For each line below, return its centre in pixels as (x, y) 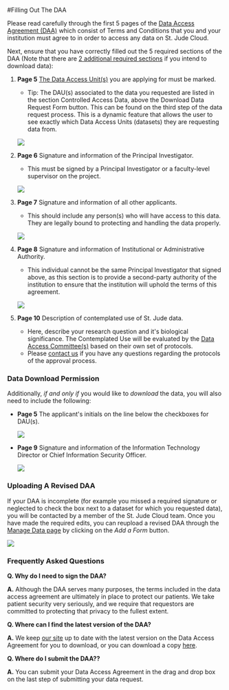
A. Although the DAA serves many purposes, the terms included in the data (114, 589)
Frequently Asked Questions (56, 561)
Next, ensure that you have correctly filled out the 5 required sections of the (115, 51)
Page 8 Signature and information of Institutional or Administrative (111, 249)
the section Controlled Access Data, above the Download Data (116, 100)
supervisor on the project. (64, 176)
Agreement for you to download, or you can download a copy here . (102, 645)
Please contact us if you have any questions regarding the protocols (124, 353)
